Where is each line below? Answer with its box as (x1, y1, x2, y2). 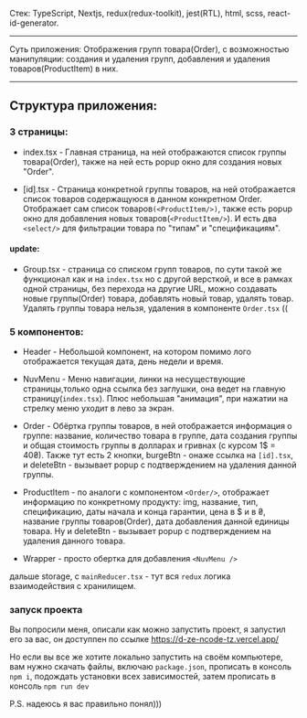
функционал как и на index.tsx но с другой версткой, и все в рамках (22, 273, 293, 284)
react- (267, 8, 291, 18)
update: (9, 243, 40, 254)
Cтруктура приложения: (9, 98, 158, 113)
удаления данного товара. (22, 535, 126, 547)
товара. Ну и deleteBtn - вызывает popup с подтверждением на (22, 526, 271, 537)
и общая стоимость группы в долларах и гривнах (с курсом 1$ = (22, 440, 276, 451)
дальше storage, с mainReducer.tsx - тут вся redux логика (9, 571, 231, 582)
